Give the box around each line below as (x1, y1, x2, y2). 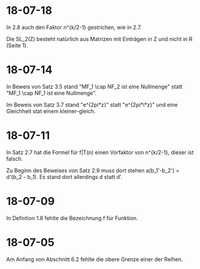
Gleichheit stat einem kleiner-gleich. (6, 107, 96, 115)
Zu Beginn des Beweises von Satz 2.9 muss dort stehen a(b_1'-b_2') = (6, 167, 180, 174)
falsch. (6, 155, 23, 162)
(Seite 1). (6, 42, 28, 49)
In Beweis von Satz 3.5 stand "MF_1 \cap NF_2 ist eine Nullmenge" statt (6, 83, 183, 90)
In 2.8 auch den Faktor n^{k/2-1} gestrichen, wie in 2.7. (6, 24, 142, 31)
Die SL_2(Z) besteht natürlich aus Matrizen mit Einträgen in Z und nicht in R (6, 35, 193, 42)
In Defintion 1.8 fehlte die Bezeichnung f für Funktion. (6, 214, 139, 221)
